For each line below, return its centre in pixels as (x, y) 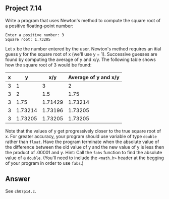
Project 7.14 (23, 8)
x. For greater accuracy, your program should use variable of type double (81, 136)
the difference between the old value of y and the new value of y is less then (85, 147)
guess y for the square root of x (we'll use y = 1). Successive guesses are (81, 54)
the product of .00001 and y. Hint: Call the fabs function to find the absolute (84, 152)
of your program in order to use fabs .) (45, 163)
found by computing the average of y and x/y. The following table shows (81, 59)
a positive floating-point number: (39, 26)
